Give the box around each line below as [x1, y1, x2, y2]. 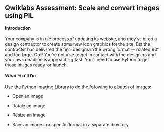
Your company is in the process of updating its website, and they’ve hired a [5, 36, 157, 42]
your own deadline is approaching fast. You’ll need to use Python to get [5, 57, 149, 62]
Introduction [5, 25, 31, 31]
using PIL [5, 12, 34, 20]
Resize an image [12, 112, 46, 118]
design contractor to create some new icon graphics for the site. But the [5, 41, 150, 47]
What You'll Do [5, 73, 36, 79]
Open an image [12, 93, 43, 99]
